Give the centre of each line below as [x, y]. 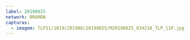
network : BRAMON [26, 17]
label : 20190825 [26, 11]
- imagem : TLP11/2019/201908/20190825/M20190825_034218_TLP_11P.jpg [98, 28]
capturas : [18, 22]
